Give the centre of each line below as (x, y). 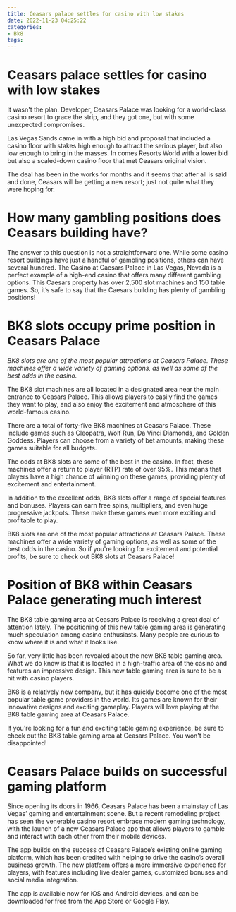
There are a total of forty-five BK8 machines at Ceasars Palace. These (109, 425)
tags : (15, 40)
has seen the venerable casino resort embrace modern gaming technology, (117, 821)
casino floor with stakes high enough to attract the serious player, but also (115, 146)
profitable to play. (33, 520)
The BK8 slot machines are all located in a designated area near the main (113, 389)
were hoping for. (31, 190)
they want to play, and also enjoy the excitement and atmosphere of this (112, 404)
